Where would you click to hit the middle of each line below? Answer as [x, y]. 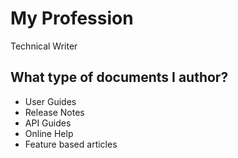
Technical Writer [44, 46]
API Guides [48, 123]
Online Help [49, 133]
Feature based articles [71, 144]
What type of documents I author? [119, 77]
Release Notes [54, 112]
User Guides [50, 101]
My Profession [72, 18]
